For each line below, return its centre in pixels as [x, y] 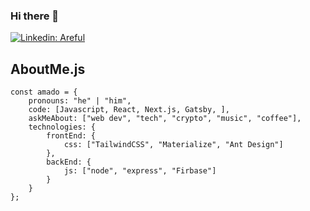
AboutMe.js [48, 69]
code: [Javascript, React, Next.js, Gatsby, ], [129, 110]
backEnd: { [69, 162]
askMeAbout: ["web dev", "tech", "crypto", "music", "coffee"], [165, 119]
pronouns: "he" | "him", [80, 101]
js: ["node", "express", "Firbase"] [140, 171]
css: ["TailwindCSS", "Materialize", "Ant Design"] [173, 145]
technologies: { [62, 127]
